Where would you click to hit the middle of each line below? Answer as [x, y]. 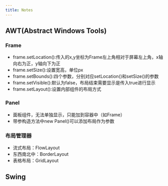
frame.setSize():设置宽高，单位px [48, 70]
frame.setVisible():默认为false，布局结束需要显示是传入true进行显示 [84, 83]
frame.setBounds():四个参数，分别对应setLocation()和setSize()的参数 [86, 76]
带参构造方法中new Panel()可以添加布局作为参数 [64, 121]
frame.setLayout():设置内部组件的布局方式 [57, 89]
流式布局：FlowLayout [36, 148]
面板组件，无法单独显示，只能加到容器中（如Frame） [69, 115]
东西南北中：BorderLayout [41, 154]
